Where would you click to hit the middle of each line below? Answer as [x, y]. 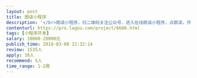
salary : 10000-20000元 [33, 39]
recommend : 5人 [24, 60]
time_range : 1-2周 [28, 66]
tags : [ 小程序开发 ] [28, 33]
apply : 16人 [20, 55]
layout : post [22, 11]
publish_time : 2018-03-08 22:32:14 [50, 45]
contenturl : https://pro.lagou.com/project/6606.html [73, 28]
